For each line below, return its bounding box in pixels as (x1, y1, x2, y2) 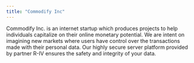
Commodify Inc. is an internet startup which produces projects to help (6, 25, 178, 32)
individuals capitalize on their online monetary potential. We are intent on (6, 31, 185, 38)
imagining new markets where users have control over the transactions (6, 37, 180, 44)
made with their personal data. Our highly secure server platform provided (6, 44, 189, 51)
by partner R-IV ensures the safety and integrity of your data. (6, 49, 157, 57)
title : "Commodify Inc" (6, 8, 65, 15)
